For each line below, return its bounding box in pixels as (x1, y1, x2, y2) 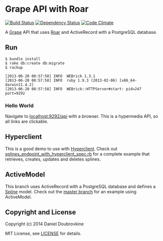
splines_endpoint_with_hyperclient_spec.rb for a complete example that (5, 151, 150, 157)
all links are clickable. (5, 119, 49, 125)
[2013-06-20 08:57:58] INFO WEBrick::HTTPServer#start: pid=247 (5, 86, 141, 91)
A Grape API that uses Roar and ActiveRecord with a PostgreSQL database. (5, 29, 157, 35)
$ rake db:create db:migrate (5, 60, 65, 66)
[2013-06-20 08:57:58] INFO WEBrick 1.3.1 (5, 74, 96, 79)
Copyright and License (5, 208, 76, 216)
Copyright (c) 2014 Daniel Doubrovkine (5, 221, 84, 227)
